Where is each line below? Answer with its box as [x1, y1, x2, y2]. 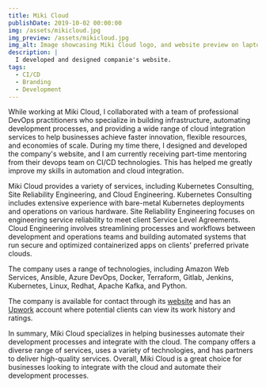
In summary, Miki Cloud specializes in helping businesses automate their [8, 328, 245, 338]
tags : [8, 63, 26, 71]
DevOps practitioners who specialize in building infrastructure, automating [8, 116, 251, 125]
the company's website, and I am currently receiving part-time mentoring [8, 149, 247, 159]
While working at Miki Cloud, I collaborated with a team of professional [8, 107, 239, 117]
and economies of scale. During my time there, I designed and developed [8, 140, 248, 151]
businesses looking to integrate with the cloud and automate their [8, 363, 222, 372]
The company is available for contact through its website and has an [8, 297, 231, 306]
